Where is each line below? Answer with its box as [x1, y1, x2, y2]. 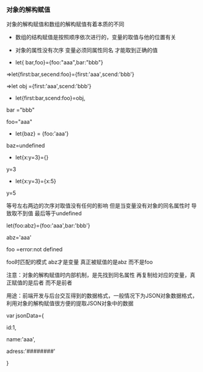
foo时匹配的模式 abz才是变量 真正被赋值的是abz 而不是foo [6, 259, 153, 266]
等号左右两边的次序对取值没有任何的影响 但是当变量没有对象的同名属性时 [6, 202, 190, 210]
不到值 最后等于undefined [17, 210, 82, 217]
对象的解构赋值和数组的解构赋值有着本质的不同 [6, 20, 124, 28]
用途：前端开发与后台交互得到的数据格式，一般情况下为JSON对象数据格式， [6, 292, 198, 300]
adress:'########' [6, 347, 56, 355]
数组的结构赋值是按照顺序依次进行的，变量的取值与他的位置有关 [15, 34, 176, 41]
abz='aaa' [6, 234, 32, 241]
